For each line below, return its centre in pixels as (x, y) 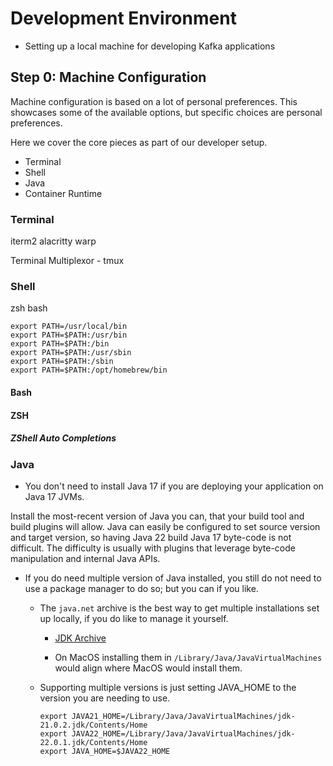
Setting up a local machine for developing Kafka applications (150, 46)
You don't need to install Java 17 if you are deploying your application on (174, 486)
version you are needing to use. (105, 698)
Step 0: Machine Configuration (108, 77)
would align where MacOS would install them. (148, 668)
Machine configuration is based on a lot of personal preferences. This (154, 101)
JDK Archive (80, 638)
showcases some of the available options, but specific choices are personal (166, 112)
